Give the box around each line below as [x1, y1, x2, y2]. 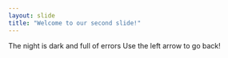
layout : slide [8, 11, 56, 20]
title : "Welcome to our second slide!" [8, 19, 142, 27]
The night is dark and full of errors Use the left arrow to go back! [8, 41, 222, 50]
